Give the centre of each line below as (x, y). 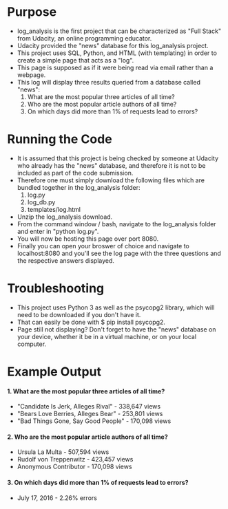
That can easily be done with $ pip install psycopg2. (91, 322)
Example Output (54, 371)
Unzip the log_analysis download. (65, 217)
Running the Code (60, 139)
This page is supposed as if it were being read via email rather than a (115, 67)
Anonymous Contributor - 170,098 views (74, 467)
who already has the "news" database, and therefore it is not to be (111, 165)
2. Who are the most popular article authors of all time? (87, 437)
